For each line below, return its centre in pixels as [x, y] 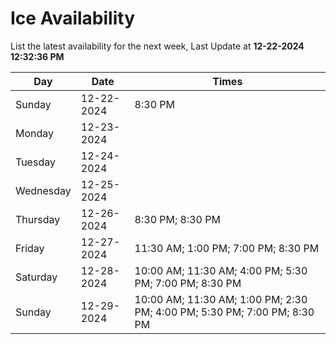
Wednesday [43, 190]
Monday [35, 133]
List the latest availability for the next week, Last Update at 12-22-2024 [157, 46]
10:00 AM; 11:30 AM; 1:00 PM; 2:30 [221, 299]
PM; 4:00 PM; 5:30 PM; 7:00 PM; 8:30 [224, 312]
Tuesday [35, 162]
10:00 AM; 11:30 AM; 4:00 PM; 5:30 [221, 270]
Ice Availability [72, 18]
